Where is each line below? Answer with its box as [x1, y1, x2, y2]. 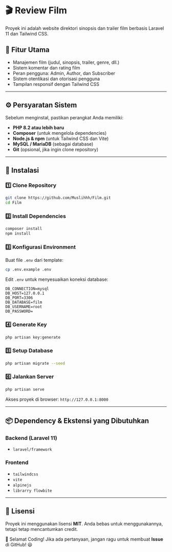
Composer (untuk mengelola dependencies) [12, 130, 107, 136]
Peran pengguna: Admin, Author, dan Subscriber [12, 70, 116, 76]
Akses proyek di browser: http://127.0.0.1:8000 [5, 396, 109, 402]
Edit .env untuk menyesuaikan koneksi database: [5, 276, 109, 282]
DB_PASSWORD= [5, 309, 33, 314]
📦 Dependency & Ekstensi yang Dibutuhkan [5, 417, 149, 425]
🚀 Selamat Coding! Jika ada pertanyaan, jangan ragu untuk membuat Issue [5, 536, 163, 542]
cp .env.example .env [5, 267, 52, 272]
